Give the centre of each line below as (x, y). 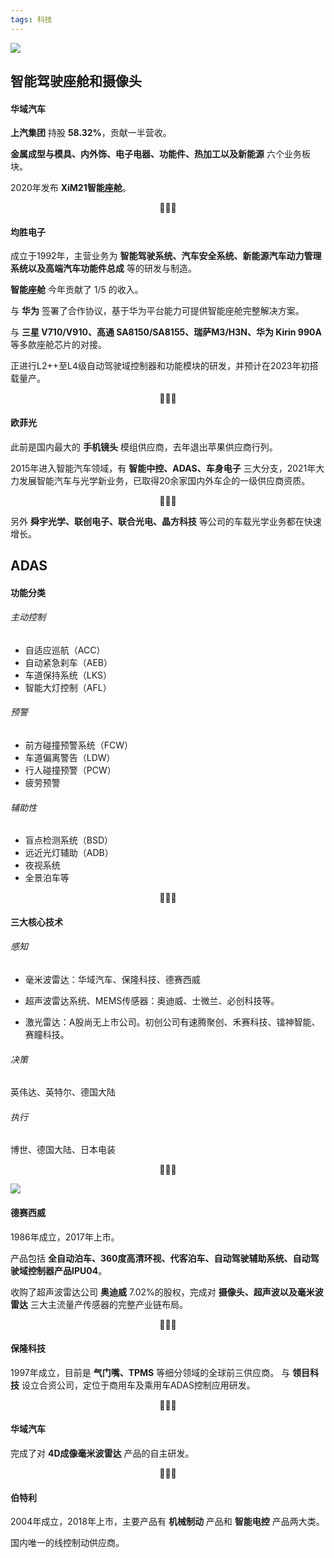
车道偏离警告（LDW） (70, 758)
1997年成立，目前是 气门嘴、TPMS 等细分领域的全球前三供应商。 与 (150, 1372)
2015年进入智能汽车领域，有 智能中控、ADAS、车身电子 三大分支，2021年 (163, 468)
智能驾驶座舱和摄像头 (76, 81)
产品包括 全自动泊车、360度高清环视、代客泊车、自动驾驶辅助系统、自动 (160, 1258)
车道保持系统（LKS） (68, 675)
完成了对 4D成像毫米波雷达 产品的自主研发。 (102, 1453)
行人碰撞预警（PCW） (70, 770)
